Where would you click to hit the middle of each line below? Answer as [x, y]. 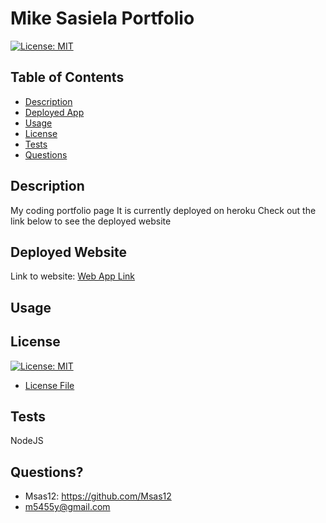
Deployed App [54, 112]
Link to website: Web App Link [73, 276]
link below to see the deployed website [91, 221]
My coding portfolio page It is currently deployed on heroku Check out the [163, 210]
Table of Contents [67, 77]
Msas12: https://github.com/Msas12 [98, 496]
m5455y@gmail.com [67, 507]
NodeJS [27, 441]
